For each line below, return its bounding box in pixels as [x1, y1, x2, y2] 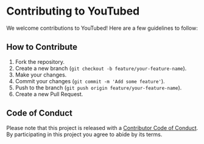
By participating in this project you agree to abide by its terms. [6, 131, 163, 138]
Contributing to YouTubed [6, 4, 140, 18]
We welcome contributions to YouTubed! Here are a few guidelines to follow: [6, 24, 198, 32]
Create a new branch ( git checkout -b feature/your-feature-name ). [15, 64, 187, 72]
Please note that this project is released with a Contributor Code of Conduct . [6, 124, 199, 131]
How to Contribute [6, 42, 78, 52]
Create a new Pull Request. [15, 90, 83, 98]
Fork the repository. [15, 58, 65, 65]
